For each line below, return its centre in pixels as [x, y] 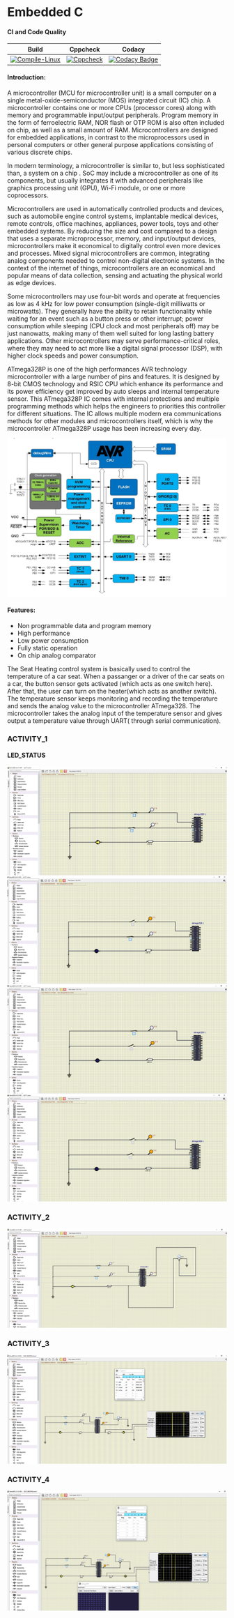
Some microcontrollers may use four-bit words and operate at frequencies [114, 296]
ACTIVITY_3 [29, 1344]
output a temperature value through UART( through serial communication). [114, 720]
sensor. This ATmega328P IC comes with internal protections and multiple [113, 399]
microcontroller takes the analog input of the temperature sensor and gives [115, 713]
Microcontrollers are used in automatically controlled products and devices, [116, 208]
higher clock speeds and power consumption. [73, 356]
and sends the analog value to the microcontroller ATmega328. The [104, 705]
